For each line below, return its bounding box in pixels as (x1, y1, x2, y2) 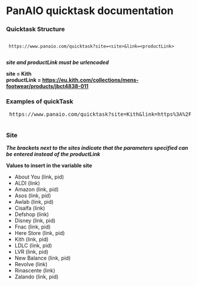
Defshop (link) (14, 211, 49, 218)
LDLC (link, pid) (14, 242, 52, 249)
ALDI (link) (14, 180, 40, 187)
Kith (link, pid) (14, 236, 49, 243)
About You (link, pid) (14, 173, 64, 180)
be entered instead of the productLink (6, 151, 101, 158)
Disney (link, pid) (14, 217, 56, 224)
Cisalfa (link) (14, 204, 45, 212)
